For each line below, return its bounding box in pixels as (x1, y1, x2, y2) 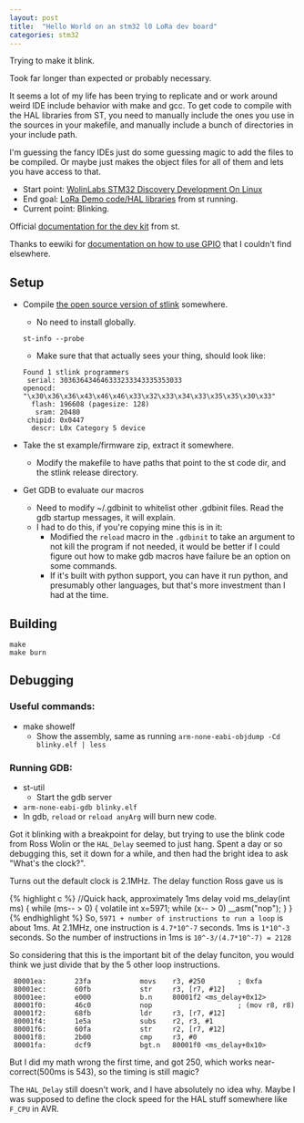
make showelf (22, 721, 76, 732)
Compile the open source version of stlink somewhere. (22, 299, 228, 310)
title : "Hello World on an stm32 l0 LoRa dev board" (9, 22, 218, 31)
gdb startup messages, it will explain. (35, 512, 176, 523)
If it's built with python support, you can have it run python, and (49, 571, 289, 582)
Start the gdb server (35, 791, 112, 802)
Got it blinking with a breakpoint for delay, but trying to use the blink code (9, 829, 285, 840)
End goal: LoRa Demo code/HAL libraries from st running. (22, 193, 238, 205)
